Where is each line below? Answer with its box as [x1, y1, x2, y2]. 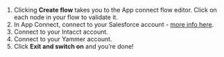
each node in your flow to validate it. [13, 13, 118, 21]
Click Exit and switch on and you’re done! [13, 43, 134, 50]
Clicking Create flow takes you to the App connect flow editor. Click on [13, 6, 217, 14]
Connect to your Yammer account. [13, 35, 112, 43]
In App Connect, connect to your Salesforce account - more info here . [13, 21, 214, 28]
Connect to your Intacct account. [13, 27, 109, 36]
